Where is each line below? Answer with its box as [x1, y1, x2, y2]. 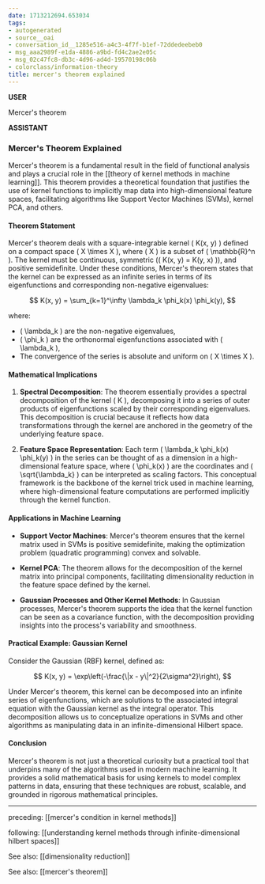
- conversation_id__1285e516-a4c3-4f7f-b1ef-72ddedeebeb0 [8, 41, 203, 49]
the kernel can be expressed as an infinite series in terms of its [8, 272, 212, 282]
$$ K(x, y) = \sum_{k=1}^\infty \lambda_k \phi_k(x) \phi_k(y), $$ [28, 296, 237, 305]
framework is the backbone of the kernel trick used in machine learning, [19, 478, 255, 488]
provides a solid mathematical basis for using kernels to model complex [8, 772, 241, 782]
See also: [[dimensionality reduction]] [8, 852, 130, 861]
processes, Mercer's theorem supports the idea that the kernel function [19, 603, 252, 613]
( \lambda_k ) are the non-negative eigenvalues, [19, 326, 176, 336]
